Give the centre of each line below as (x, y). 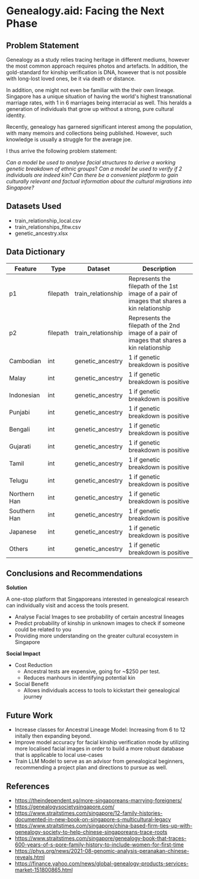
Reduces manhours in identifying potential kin (79, 678)
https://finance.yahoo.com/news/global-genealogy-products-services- (102, 864)
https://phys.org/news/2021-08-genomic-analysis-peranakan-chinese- (102, 851)
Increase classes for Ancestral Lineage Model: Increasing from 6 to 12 (100, 730)
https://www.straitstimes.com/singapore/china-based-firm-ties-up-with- (103, 826)
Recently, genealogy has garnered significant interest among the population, (99, 127)
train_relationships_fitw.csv (48, 227)
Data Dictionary (36, 252)
